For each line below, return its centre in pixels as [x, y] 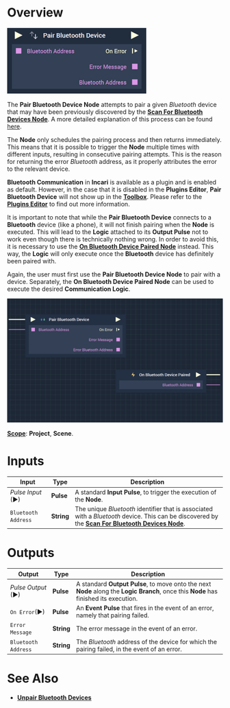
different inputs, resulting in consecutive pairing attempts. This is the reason [115, 154]
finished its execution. [107, 598]
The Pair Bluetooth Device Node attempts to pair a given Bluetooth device [112, 104]
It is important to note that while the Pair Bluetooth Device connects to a [110, 217]
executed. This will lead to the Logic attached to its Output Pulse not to [108, 232]
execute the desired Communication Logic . [69, 289]
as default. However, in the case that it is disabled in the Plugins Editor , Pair [114, 189]
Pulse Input [26, 492]
